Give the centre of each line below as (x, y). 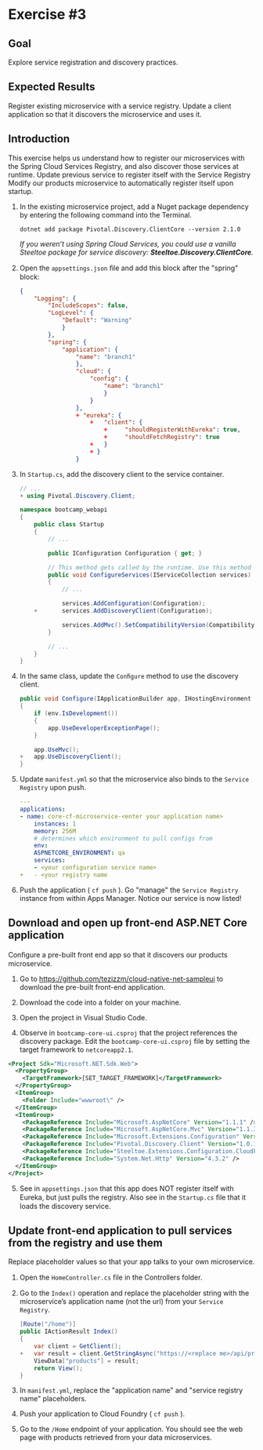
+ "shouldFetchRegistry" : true (162, 438)
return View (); (59, 1368)
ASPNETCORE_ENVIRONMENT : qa (79, 853)
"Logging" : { (55, 298)
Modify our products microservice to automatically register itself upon (121, 183)
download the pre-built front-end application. (92, 987)
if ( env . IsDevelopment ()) (76, 713)
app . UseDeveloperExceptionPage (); (104, 728)
